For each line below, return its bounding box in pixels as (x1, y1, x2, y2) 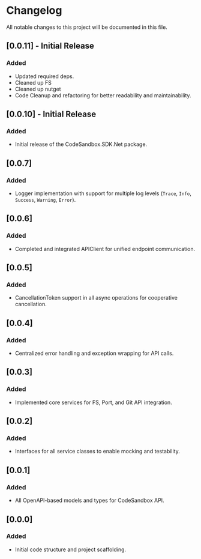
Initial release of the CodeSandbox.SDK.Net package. (14, 141, 148, 148)
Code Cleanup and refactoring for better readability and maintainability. (14, 91, 191, 99)
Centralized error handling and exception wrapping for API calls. (14, 349, 174, 357)
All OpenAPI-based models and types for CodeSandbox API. (14, 497, 164, 504)
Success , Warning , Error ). (14, 196, 76, 203)
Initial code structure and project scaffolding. (14, 546, 127, 553)
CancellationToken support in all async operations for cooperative (14, 294, 178, 301)
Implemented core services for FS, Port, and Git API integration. (14, 399, 172, 406)
